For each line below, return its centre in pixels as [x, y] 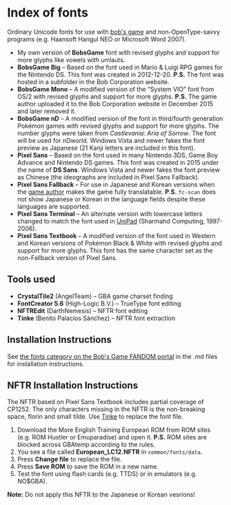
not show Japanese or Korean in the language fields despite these [111, 199]
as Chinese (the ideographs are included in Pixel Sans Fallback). [108, 177]
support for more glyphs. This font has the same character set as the [115, 250]
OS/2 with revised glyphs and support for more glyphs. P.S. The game [117, 96]
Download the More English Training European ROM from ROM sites [114, 430]
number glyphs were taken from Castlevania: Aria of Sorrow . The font [117, 133]
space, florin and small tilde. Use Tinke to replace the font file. [96, 417]
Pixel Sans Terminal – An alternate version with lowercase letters [110, 214]
